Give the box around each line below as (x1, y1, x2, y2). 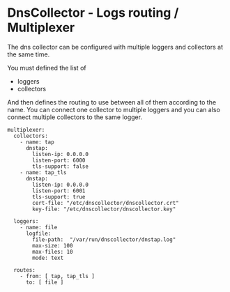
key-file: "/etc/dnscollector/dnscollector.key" (32, 206, 176, 213)
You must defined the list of (7, 63, 86, 72)
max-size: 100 (32, 242, 73, 249)
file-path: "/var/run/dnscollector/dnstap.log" (32, 236, 176, 243)
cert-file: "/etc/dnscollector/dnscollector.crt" (32, 199, 179, 206)
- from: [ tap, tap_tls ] (20, 272, 95, 279)
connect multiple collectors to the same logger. (7, 113, 143, 121)
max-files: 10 (32, 248, 73, 255)
